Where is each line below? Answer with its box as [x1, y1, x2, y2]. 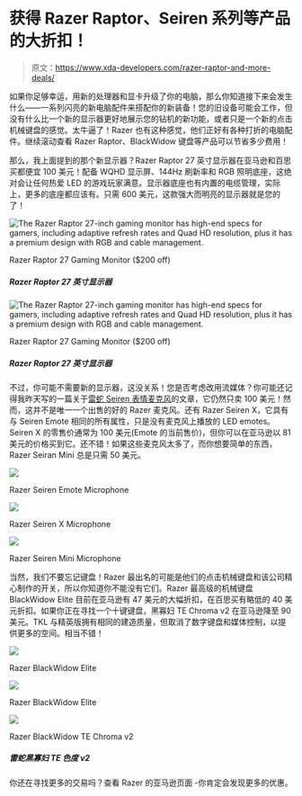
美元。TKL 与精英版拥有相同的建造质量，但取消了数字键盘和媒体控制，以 [9, 616, 279, 627]
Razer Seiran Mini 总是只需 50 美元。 [9, 449, 147, 460]
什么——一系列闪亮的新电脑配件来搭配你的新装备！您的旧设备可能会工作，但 [9, 102, 293, 112]
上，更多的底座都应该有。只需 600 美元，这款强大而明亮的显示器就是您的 [9, 188, 281, 199]
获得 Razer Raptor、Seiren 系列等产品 [9, 8, 291, 29]
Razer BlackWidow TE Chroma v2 [9, 730, 134, 742]
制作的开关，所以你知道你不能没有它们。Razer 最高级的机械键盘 [16, 582, 253, 594]
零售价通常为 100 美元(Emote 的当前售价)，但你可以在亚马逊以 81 [50, 426, 291, 437]
